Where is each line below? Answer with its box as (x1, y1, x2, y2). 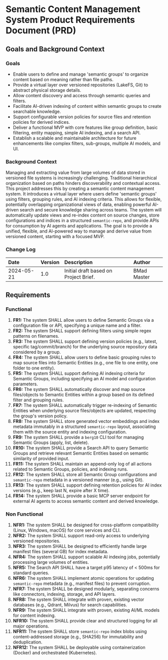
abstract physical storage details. (12, 87, 81, 93)
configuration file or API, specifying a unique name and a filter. (12, 322, 142, 329)
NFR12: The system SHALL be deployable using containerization (12, 644, 146, 650)
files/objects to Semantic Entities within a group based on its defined (12, 392, 154, 398)
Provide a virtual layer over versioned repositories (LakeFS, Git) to (12, 82, 149, 88)
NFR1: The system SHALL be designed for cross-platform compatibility (12, 522, 159, 528)
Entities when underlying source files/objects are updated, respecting (12, 407, 156, 414)
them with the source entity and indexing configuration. (12, 429, 127, 435)
